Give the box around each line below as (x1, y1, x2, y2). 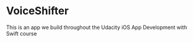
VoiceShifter (6, 4, 69, 18)
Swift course (6, 30, 37, 37)
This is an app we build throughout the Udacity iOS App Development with (6, 24, 188, 31)
